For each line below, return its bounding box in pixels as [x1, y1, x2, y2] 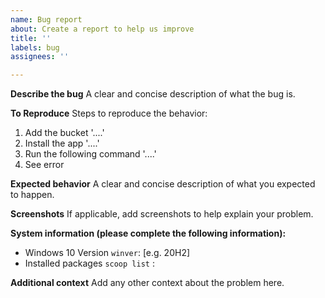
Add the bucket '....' [24, 127, 105, 139]
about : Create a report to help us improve [10, 24, 195, 34]
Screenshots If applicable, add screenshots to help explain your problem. [10, 208, 314, 220]
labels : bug [10, 42, 60, 53]
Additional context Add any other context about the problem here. [10, 277, 285, 289]
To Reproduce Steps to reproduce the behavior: [10, 107, 208, 120]
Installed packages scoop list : [24, 257, 155, 270]
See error [24, 159, 65, 171]
